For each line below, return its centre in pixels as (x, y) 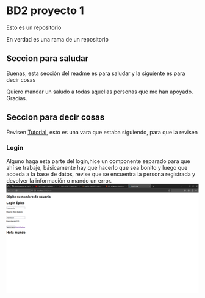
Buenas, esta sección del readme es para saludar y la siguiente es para (96, 73)
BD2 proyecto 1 (45, 11)
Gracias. (17, 98)
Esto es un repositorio (34, 27)
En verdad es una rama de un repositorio (57, 39)
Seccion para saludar (48, 59)
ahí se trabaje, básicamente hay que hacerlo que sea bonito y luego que (97, 167)
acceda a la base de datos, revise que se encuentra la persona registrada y (101, 174)
